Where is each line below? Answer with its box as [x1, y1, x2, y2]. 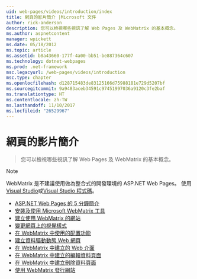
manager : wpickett [6, 36, 51, 42]
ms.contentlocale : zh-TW [6, 97, 67, 102]
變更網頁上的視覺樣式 [14, 222, 67, 229]
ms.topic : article [6, 47, 51, 53]
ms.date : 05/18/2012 [6, 42, 57, 48]
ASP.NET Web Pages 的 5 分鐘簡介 [14, 200, 99, 207]
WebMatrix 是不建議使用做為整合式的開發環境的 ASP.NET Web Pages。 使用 [6, 180, 192, 187]
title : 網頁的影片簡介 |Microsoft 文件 [6, 14, 96, 20]
